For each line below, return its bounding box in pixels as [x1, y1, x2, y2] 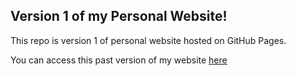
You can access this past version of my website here [10, 54, 228, 66]
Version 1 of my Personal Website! [10, 8, 228, 25]
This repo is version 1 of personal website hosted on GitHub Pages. [10, 34, 287, 46]
